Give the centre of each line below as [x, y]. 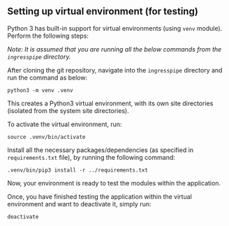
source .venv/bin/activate [46, 137]
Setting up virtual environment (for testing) [103, 12]
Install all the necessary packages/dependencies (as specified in [101, 150]
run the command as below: [47, 77]
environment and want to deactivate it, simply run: [79, 204]
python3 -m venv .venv [40, 90]
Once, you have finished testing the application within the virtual [99, 196]
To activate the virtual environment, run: [65, 124]
